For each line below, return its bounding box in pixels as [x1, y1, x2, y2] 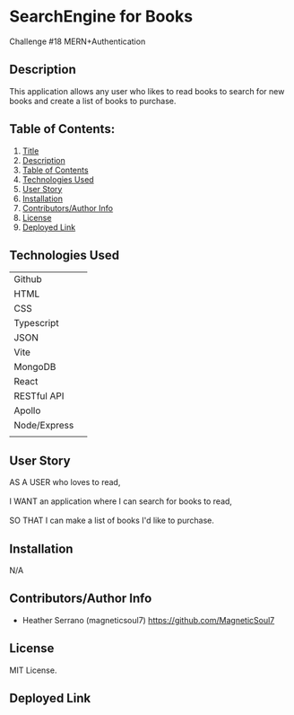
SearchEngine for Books [9, 6, 194, 27]
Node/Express [13, 419, 74, 432]
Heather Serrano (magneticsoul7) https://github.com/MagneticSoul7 [22, 614, 275, 625]
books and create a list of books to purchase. [9, 95, 177, 106]
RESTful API [13, 390, 65, 402]
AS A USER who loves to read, [9, 477, 121, 488]
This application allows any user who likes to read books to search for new [9, 85, 285, 96]
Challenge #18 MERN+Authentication [9, 36, 146, 47]
